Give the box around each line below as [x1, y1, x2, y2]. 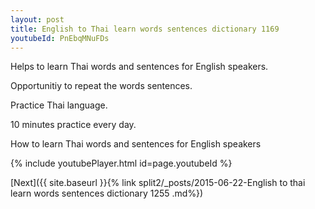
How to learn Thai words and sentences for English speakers [10, 138, 262, 150]
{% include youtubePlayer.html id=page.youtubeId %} [10, 157, 233, 170]
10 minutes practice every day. [10, 119, 137, 131]
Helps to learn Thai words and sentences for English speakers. [10, 61, 269, 73]
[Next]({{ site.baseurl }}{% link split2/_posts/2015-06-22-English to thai [10, 177, 306, 189]
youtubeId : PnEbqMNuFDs [10, 33, 110, 43]
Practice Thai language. [10, 99, 108, 111]
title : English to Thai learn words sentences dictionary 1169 [10, 24, 280, 34]
